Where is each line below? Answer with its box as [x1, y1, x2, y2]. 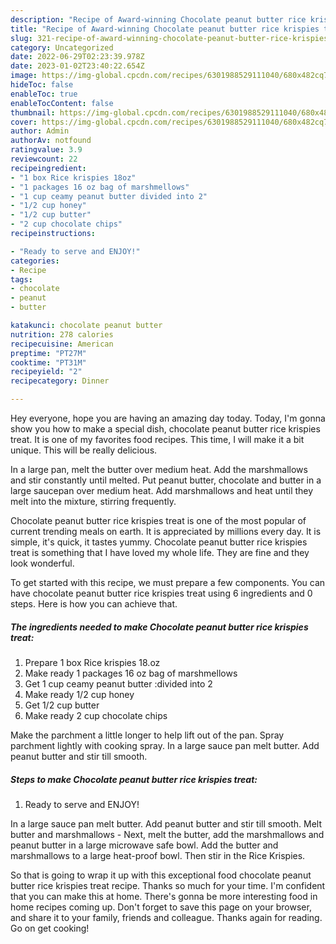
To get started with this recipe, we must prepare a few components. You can [10, 577, 326, 588]
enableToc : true [10, 89, 78, 99]
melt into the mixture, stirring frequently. [10, 496, 177, 507]
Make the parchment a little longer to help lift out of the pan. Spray [10, 729, 285, 741]
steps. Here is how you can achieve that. [10, 598, 178, 610]
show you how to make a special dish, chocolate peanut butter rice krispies [10, 423, 321, 435]
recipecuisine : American [10, 339, 114, 349]
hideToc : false [10, 80, 74, 90]
